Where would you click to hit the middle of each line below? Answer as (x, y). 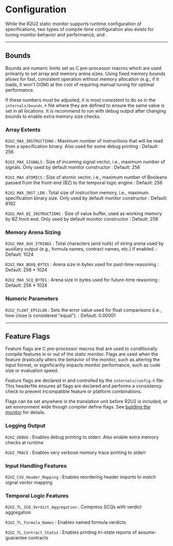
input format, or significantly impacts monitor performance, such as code (83, 365)
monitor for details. (25, 412)
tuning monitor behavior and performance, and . (56, 34)
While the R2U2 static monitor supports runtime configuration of (73, 24)
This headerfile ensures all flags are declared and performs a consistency (84, 386)
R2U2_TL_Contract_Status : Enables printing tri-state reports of (71, 532)
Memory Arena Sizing (33, 232)
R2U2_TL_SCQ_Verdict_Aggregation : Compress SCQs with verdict (74, 507)
